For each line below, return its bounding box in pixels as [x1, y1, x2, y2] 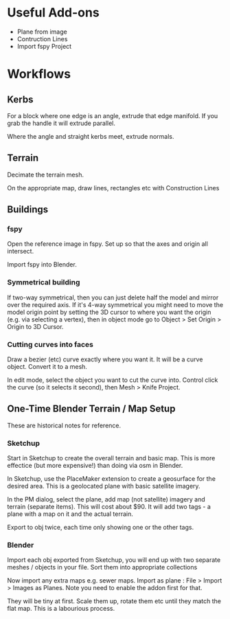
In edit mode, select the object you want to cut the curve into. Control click [7, 376, 218, 384]
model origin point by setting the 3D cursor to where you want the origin [7, 308, 211, 316]
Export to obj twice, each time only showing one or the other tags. [7, 524, 194, 532]
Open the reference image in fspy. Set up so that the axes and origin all [7, 240, 208, 248]
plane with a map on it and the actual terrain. [7, 510, 134, 518]
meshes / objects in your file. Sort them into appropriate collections [7, 563, 198, 572]
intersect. [7, 247, 34, 256]
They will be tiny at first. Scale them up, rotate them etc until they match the [7, 597, 222, 605]
